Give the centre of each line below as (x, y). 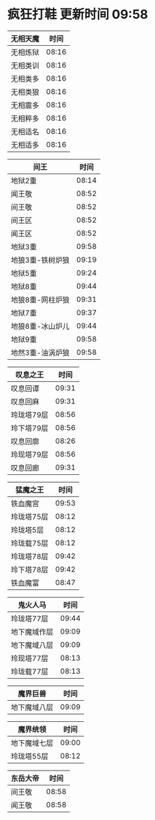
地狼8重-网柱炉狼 (40, 299)
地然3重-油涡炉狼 (40, 352)
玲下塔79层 (30, 428)
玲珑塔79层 (30, 415)
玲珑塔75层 (30, 517)
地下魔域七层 (32, 743)
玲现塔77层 (30, 658)
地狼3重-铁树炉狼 (40, 260)
